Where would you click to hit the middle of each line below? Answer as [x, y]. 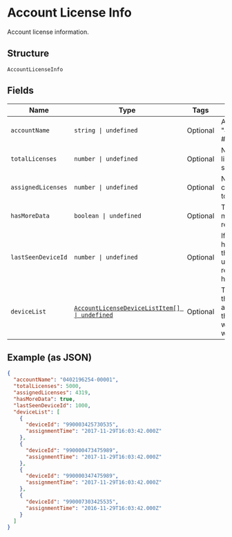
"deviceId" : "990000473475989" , [72, 450]
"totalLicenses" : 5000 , [47, 387]
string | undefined [106, 130]
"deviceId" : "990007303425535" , [72, 502]
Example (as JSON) [49, 357]
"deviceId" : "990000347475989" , [72, 476]
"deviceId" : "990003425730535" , [72, 425]
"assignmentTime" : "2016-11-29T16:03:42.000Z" [94, 508]
